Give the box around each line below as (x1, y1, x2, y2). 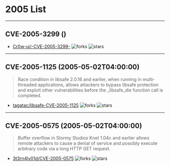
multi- (142, 76, 155, 82)
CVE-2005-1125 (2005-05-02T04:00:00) (5, 63, 140, 71)
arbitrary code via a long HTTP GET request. (17, 146, 111, 152)
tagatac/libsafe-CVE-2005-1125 (12, 102, 79, 108)
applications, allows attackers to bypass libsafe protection (37, 81, 159, 88)
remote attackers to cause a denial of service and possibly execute (17, 140, 158, 146)
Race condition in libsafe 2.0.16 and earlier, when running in (17, 76, 142, 82)
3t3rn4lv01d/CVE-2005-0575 (12, 155, 74, 161)
